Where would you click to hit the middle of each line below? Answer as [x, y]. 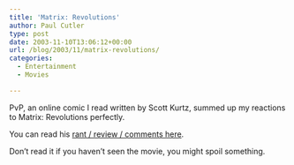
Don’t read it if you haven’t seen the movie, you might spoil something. [137, 151]
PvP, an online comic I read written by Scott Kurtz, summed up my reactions [147, 108]
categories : [31, 58]
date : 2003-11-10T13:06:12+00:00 [71, 42]
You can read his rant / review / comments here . [97, 134]
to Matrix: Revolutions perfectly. [67, 116]
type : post [29, 34]
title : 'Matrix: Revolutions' [65, 17]
